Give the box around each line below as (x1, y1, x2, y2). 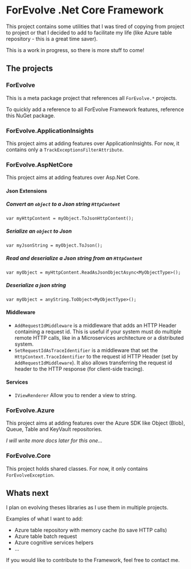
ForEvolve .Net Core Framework (6, 4, 164, 17)
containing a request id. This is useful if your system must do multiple (14, 328, 182, 335)
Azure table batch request (14, 533, 77, 540)
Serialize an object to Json (6, 227, 72, 235)
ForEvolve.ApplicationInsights (6, 126, 94, 135)
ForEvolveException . (6, 471, 55, 478)
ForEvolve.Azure (6, 406, 55, 415)
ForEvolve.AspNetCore (6, 160, 73, 168)
